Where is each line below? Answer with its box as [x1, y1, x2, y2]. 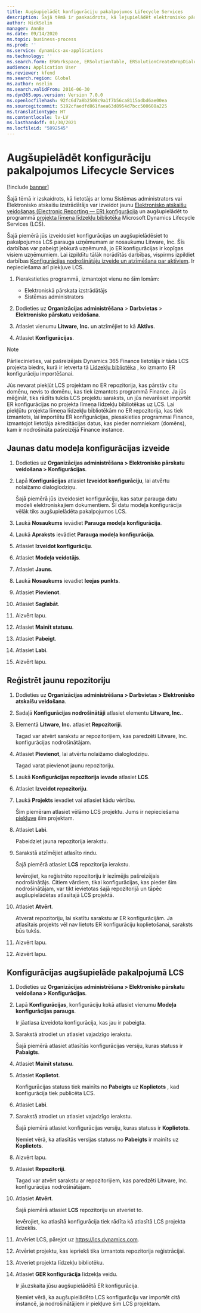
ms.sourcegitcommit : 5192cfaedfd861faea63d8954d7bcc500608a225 [7, 103, 168, 109]
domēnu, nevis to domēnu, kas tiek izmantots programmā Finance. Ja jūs [7, 388, 187, 395]
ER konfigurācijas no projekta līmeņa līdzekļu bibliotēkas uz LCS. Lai [7, 401, 175, 408]
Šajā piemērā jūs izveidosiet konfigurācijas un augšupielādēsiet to [7, 232, 169, 239]
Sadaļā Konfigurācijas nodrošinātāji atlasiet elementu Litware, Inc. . [15, 709, 184, 717]
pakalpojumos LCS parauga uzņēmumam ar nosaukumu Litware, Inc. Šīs [7, 238, 185, 245]
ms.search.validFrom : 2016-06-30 [7, 87, 90, 93]
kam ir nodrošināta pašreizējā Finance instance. [7, 426, 124, 433]
